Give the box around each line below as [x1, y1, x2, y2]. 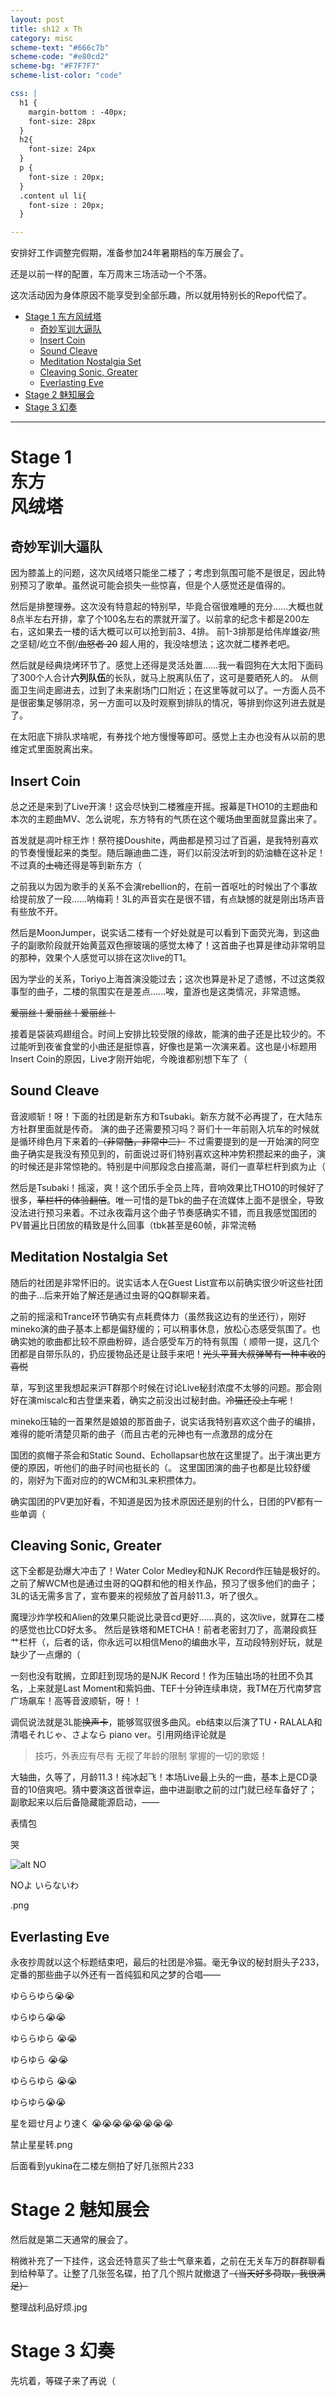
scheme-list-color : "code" [10, 71, 123, 81]
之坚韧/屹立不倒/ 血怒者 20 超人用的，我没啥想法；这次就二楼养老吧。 [10, 638, 296, 650]
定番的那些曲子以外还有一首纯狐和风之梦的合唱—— [10, 1969, 221, 1981]
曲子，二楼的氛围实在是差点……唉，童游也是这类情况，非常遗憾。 [36, 985, 307, 997]
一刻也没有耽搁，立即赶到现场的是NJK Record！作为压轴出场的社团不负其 [10, 1670, 314, 1682]
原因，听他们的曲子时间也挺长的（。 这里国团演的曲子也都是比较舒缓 [27, 1461, 311, 1473]
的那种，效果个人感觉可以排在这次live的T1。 [10, 951, 192, 963]
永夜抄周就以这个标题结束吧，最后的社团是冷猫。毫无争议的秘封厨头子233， [10, 1956, 325, 1968]
